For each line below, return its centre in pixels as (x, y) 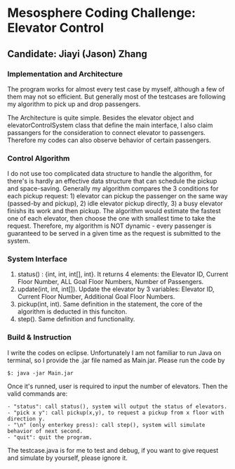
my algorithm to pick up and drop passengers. (74, 104)
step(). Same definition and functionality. (76, 319)
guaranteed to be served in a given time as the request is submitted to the (114, 233)
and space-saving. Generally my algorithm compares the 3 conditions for (113, 188)
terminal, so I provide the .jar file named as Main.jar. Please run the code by (116, 360)
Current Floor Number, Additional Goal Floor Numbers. (96, 297)
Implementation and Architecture (65, 74)
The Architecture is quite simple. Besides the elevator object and (101, 117)
